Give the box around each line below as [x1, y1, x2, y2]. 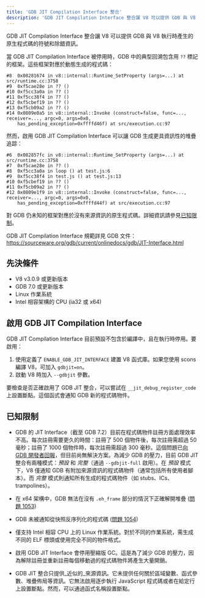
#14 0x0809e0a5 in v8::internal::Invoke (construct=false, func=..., [6, 110, 187, 116]
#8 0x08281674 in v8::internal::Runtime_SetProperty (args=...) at [6, 73, 184, 79]
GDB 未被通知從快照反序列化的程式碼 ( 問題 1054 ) [15, 515, 138, 522]
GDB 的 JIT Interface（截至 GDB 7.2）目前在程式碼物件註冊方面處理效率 [15, 428, 196, 436]
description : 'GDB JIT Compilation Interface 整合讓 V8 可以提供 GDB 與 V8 [6, 15, 196, 21]
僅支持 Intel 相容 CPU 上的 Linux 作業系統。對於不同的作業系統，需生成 [15, 528, 194, 536]
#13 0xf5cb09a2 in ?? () [6, 104, 70, 110]
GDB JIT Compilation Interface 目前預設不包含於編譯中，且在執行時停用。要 [6, 335, 197, 342]
